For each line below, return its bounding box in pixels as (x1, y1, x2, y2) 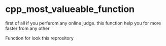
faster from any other (5, 25, 50, 31)
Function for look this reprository (5, 35, 74, 41)
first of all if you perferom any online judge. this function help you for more (5, 20, 161, 26)
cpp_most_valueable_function (5, 3, 135, 15)
